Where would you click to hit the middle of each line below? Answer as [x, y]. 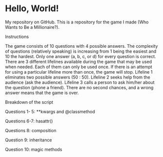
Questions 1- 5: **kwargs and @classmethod [50, 111]
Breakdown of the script [29, 102]
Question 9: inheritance [28, 140]
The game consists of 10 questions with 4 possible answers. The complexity [81, 46]
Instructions [17, 37]
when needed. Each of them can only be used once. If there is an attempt [79, 67]
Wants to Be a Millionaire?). [32, 27]
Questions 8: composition [31, 130]
